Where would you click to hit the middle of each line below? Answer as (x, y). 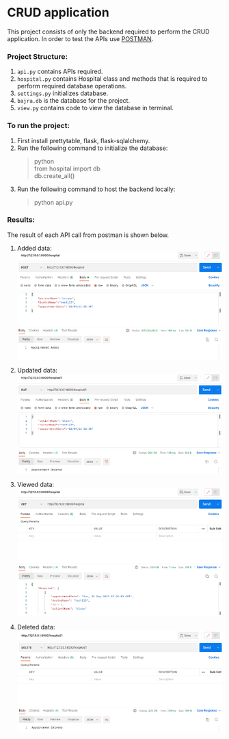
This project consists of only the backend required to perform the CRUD (108, 32)
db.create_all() (54, 175)
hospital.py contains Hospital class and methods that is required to (112, 79)
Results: (21, 220)
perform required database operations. (72, 86)
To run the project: (39, 126)
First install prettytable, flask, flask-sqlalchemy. (83, 140)
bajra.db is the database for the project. (73, 101)
